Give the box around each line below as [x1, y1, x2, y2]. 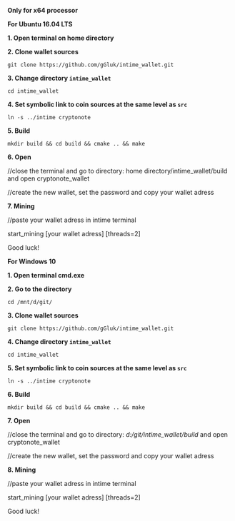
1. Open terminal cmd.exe [7, 271, 84, 279]
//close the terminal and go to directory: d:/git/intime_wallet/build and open [7, 430, 229, 438]
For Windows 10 [7, 257, 56, 265]
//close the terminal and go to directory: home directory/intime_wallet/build [7, 167, 228, 175]
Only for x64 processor [7, 6, 79, 14]
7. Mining [7, 202, 35, 210]
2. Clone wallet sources [7, 48, 79, 56]
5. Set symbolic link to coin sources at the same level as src [7, 364, 187, 372]
